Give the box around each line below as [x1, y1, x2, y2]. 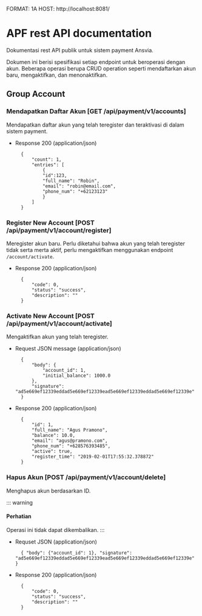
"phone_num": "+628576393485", [31, 443, 111, 449]
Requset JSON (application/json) [15, 538, 97, 545]
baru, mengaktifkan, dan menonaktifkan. [6, 71, 108, 79]
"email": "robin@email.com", [42, 183, 116, 189]
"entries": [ [31, 161, 65, 168]
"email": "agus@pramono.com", [31, 438, 108, 444]
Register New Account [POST [6, 219, 95, 227]
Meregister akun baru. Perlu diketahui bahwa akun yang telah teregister [6, 240, 186, 247]
